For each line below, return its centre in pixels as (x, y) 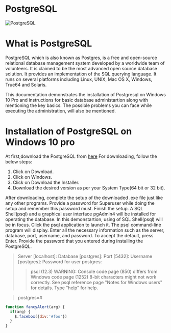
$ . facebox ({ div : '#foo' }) (41, 316)
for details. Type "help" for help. (64, 288)
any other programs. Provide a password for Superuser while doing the (80, 203)
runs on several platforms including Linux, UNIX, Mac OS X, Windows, (79, 79)
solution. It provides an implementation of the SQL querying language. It (81, 74)
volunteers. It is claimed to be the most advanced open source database (81, 68)
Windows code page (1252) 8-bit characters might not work (93, 277)
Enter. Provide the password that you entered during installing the (74, 241)
